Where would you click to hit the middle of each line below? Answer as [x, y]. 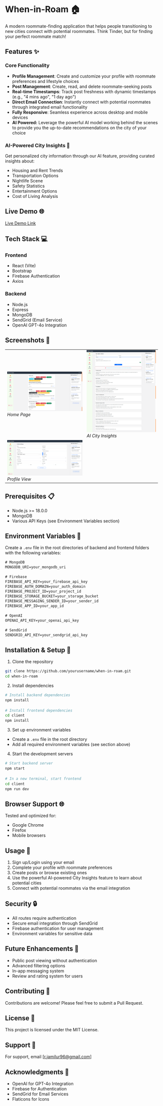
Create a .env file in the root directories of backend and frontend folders [77, 548]
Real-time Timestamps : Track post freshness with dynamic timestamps [84, 91]
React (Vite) [24, 266]
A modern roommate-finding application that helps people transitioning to [79, 26]
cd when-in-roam [21, 676]
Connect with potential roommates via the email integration [71, 888]
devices [20, 117]
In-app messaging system [38, 971]
